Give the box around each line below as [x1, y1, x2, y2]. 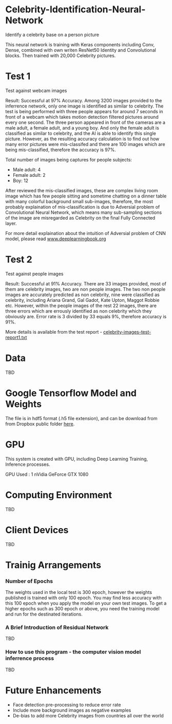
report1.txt [5, 334, 27, 340]
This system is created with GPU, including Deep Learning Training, [5, 456, 148, 462]
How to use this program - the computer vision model [5, 648, 141, 656]
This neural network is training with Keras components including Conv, [5, 41, 155, 47]
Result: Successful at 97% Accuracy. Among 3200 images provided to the [5, 97, 162, 103]
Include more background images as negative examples [12, 707, 131, 713]
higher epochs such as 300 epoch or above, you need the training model [5, 605, 160, 611]
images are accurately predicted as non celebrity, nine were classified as [5, 292, 160, 298]
